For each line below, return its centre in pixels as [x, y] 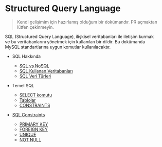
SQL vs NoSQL [34, 66]
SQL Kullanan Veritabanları [46, 71]
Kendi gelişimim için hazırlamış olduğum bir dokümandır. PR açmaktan [87, 22]
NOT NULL [30, 140]
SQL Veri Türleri [35, 76]
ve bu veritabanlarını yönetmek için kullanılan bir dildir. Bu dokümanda [75, 41]
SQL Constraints [28, 114]
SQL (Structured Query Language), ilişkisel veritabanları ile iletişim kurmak [80, 37]
